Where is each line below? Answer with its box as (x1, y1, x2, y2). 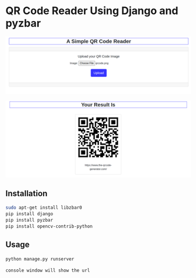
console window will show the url (5, 267, 91, 273)
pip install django (5, 211, 54, 217)
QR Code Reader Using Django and (5, 4, 179, 18)
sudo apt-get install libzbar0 (5, 205, 82, 211)
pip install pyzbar (5, 217, 54, 223)
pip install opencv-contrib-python (5, 223, 93, 230)
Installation (5, 189, 48, 199)
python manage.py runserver (5, 256, 75, 262)
